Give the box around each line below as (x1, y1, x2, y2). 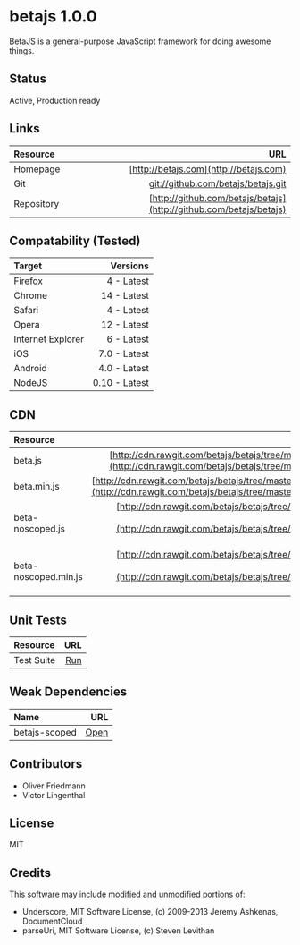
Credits (9, 865, 52, 881)
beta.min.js (13, 481, 60, 493)
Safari (13, 304, 38, 317)
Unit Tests (9, 612, 67, 627)
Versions (110, 260, 149, 272)
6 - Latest (106, 333, 149, 345)
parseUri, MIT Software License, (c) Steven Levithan (21, 925, 215, 936)
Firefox (13, 275, 43, 287)
